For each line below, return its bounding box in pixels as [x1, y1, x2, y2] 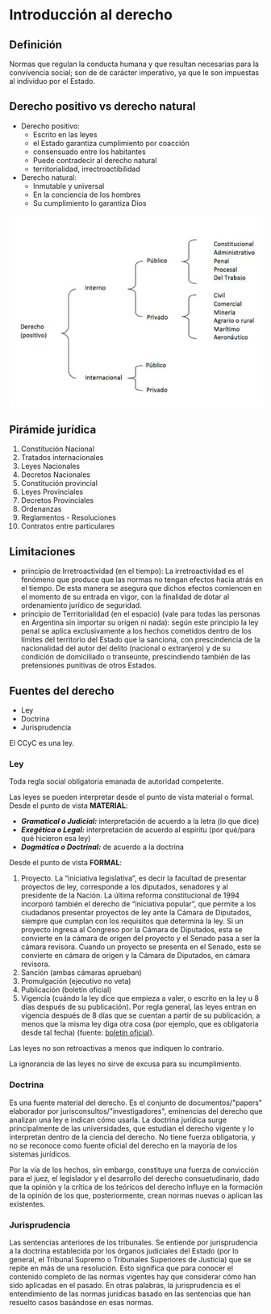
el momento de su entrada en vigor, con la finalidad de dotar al [20, 592, 230, 602]
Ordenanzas [20, 504, 62, 514]
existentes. [9, 1199, 46, 1208]
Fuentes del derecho [9, 684, 115, 697]
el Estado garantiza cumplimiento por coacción [32, 138, 190, 148]
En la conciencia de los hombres [32, 190, 141, 199]
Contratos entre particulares [20, 521, 115, 531]
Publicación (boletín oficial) [20, 985, 112, 994]
